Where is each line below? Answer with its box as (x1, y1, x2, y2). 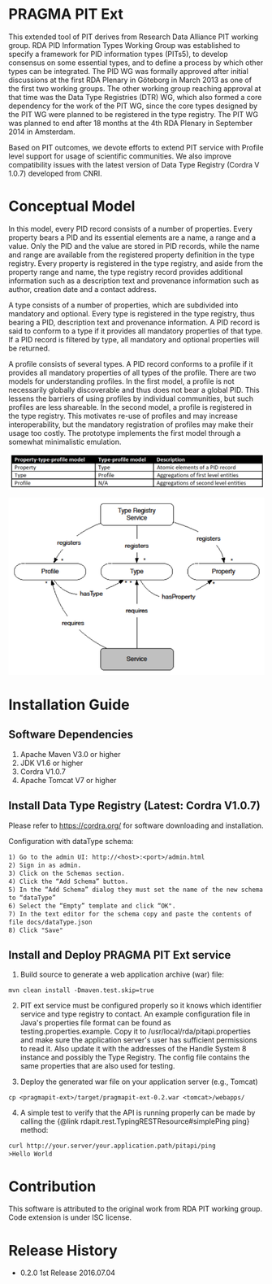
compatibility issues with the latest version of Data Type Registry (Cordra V (8, 159, 260, 169)
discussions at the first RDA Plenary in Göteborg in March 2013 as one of (8, 75, 253, 85)
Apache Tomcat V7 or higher (19, 775, 117, 785)
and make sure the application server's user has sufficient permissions (19, 1035, 257, 1045)
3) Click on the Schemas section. (8, 869, 126, 877)
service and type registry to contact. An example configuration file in (19, 1009, 251, 1019)
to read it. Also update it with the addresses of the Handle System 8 (19, 1044, 247, 1054)
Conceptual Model (8, 197, 136, 215)
